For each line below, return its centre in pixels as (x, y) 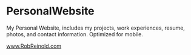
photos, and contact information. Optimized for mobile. (75, 34)
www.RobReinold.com (34, 46)
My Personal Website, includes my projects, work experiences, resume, (95, 28)
